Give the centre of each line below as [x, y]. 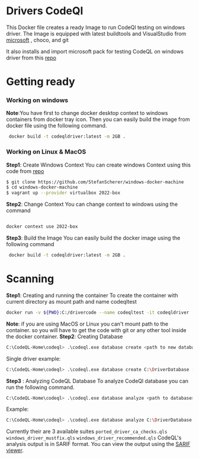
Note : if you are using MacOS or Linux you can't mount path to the [87, 324]
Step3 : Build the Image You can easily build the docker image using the [93, 238]
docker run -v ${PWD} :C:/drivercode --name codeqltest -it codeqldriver [98, 313]
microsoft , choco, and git [38, 40]
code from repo [25, 171]
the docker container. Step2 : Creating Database [65, 336]
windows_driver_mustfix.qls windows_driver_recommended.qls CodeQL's [94, 438]
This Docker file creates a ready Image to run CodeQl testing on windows [96, 27]
